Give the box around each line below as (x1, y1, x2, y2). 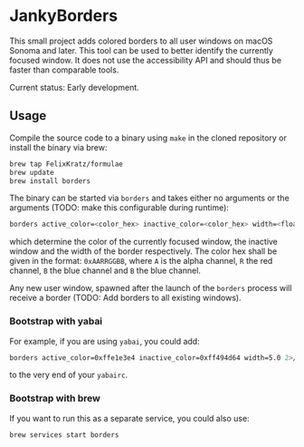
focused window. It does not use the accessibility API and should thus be (9, 54, 282, 65)
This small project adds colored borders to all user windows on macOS (9, 35, 273, 46)
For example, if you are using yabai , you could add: (9, 335, 201, 346)
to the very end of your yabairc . (9, 369, 128, 381)
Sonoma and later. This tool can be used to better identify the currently (9, 44, 274, 55)
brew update (9, 168, 54, 177)
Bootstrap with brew (9, 392, 101, 404)
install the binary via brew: (9, 141, 108, 152)
